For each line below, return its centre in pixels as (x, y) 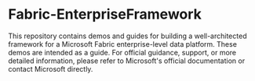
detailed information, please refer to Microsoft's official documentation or (127, 61)
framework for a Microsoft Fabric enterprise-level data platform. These (123, 44)
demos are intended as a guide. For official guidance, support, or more (122, 52)
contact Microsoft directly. (51, 69)
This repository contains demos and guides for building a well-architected (127, 36)
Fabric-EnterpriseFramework (105, 14)
